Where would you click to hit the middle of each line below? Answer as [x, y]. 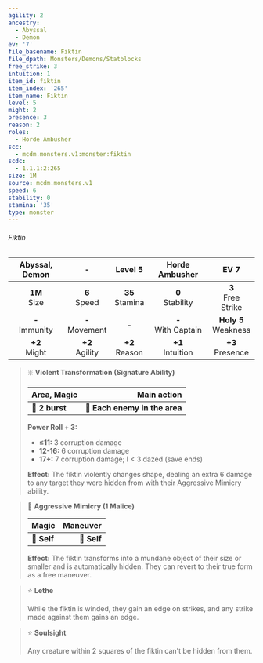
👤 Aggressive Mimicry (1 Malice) [81, 506]
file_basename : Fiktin [45, 52]
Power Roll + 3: [52, 428]
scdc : [17, 162]
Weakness [232, 330]
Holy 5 [231, 320]
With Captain [178, 330]
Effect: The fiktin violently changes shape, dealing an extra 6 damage [140, 475]
